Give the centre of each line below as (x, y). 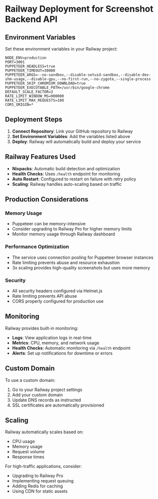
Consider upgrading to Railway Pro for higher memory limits (72, 229)
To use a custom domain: (30, 380)
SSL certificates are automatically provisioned (58, 405)
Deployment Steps (34, 119)
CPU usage (23, 442)
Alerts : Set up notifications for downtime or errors (62, 353)
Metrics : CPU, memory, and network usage (56, 343)
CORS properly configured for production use (58, 301)
